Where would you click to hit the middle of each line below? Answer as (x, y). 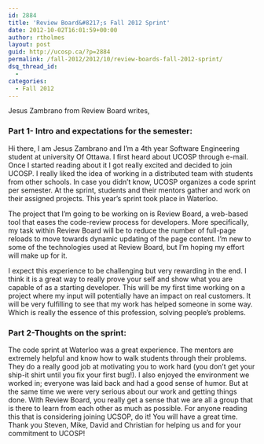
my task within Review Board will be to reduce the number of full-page (122, 230)
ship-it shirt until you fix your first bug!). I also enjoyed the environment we (129, 375)
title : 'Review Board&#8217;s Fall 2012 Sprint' (89, 23)
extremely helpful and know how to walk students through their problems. (128, 358)
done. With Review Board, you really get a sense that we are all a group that (131, 400)
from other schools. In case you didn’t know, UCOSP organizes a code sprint (132, 182)
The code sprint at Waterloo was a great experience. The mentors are (121, 350)
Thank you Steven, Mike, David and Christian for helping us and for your (125, 424)
